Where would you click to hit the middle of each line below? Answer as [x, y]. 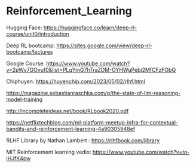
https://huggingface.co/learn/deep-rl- [90, 28]
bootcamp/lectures [30, 51]
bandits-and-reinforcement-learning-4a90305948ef [71, 129]
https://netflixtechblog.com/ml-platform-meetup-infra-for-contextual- [92, 122]
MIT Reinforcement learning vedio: [49, 152]
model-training [24, 99]
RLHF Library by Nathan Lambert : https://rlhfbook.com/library [83, 140]
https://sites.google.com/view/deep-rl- [104, 45]
